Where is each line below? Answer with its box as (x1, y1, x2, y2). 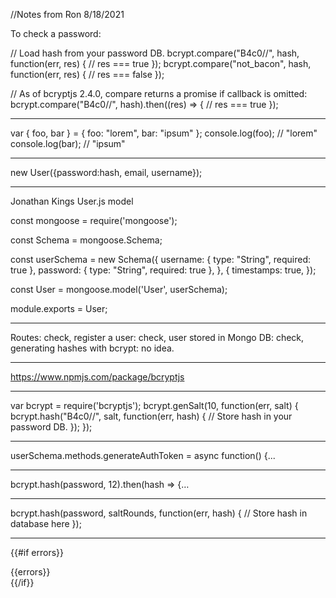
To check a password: (10, 28, 102, 39)
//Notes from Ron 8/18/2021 (10, 9, 125, 20)
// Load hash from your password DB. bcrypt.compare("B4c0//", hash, (10, 47, 300, 59)
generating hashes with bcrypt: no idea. (10, 342, 175, 354)
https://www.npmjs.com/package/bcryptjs (10, 371, 185, 383)
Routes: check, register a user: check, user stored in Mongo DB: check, (10, 332, 305, 343)
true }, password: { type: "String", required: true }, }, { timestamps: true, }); (10, 264, 317, 276)
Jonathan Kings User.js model (10, 195, 134, 207)
